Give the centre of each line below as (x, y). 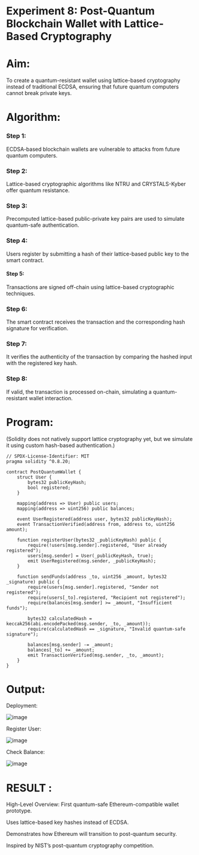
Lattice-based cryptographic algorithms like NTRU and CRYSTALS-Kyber (96, 184)
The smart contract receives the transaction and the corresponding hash (96, 322)
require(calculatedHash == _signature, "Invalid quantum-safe (107, 629)
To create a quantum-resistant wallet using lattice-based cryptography (93, 80)
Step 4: (17, 241)
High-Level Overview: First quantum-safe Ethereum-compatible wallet (93, 804)
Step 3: (17, 206)
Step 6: (17, 309)
